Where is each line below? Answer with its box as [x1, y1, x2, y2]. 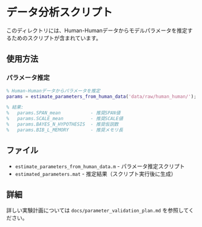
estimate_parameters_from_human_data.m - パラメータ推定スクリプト [15, 162, 185, 170]
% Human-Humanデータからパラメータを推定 [6, 87, 101, 94]
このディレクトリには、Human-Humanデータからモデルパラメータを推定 [6, 27, 188, 34]
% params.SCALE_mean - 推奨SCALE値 [6, 116, 123, 122]
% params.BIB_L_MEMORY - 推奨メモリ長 [6, 127, 123, 133]
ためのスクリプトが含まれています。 [11, 34, 102, 41]
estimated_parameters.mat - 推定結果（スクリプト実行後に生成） [15, 170, 177, 177]
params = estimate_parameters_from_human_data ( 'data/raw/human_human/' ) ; [6, 93, 197, 100]
